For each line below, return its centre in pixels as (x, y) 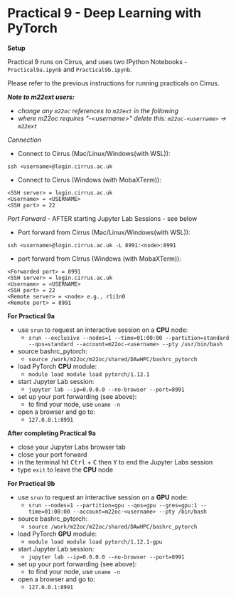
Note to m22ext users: (41, 97)
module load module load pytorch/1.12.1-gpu (95, 542)
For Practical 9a (31, 316)
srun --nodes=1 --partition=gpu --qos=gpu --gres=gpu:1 (113, 505)
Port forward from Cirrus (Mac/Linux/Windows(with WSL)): (104, 232)
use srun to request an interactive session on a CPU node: (103, 330)
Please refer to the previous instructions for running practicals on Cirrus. (113, 83)
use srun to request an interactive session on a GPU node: (103, 497)
